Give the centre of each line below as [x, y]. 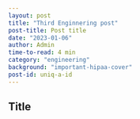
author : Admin [32, 45]
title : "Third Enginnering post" [63, 23]
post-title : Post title [47, 30]
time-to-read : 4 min [42, 52]
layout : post [30, 15]
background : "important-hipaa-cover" [70, 67]
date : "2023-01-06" [40, 38]
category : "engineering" [49, 60]
